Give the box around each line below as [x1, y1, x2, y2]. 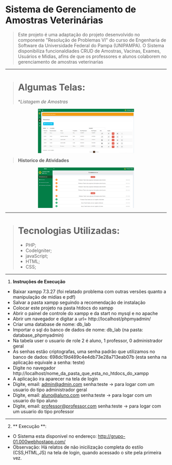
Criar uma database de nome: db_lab [12, 321, 91, 327]
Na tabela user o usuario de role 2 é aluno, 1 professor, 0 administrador [12, 337, 163, 343]
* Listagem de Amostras [17, 99, 68, 105]
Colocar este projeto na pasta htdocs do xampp [12, 304, 114, 311]
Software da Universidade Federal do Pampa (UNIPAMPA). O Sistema [17, 42, 164, 48]
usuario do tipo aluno [12, 397, 58, 403]
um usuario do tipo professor [12, 408, 74, 414]
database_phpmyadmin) [12, 332, 64, 338]
